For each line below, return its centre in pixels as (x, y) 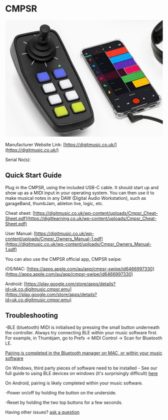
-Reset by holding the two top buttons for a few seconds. (64, 402)
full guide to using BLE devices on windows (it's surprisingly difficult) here (81, 373)
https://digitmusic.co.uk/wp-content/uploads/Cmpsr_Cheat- (96, 213)
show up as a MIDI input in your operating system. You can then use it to (80, 193)
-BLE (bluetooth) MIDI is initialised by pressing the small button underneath (82, 327)
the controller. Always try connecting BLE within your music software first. (81, 333)
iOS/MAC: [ (17, 269)
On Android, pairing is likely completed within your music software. (74, 383)
